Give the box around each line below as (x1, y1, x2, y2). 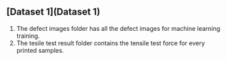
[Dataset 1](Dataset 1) (6, 6, 101, 18)
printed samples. (16, 46, 64, 54)
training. (16, 32, 40, 40)
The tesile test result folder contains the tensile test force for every (16, 38, 205, 47)
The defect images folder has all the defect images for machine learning (16, 24, 221, 32)
